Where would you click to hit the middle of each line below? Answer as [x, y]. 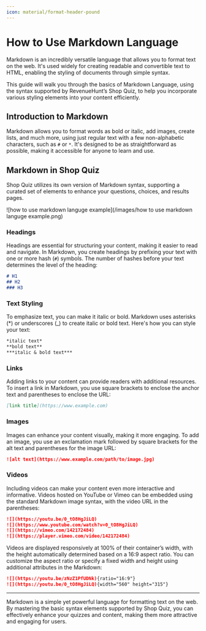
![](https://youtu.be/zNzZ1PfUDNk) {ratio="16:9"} [71, 579]
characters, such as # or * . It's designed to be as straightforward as [91, 144]
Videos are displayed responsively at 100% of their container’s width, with [100, 548]
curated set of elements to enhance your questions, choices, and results [98, 191]
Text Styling [25, 304]
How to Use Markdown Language [93, 42]
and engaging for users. [37, 621]
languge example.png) [35, 216]
